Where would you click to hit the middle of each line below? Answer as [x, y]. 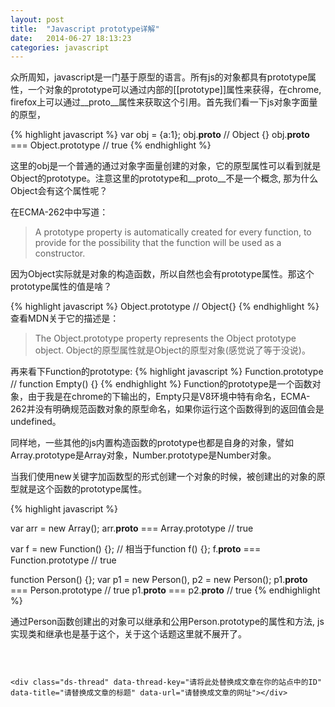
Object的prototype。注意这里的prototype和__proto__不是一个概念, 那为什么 [164, 178]
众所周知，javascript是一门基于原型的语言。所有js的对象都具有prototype [159, 77]
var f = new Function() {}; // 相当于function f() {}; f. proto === [136, 549]
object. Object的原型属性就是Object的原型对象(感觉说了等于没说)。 [172, 350]
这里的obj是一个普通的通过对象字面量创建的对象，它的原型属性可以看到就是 [166, 166]
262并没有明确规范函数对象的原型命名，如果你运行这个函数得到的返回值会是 [167, 409]
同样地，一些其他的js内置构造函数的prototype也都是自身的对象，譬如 [152, 443]
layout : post [37, 19]
